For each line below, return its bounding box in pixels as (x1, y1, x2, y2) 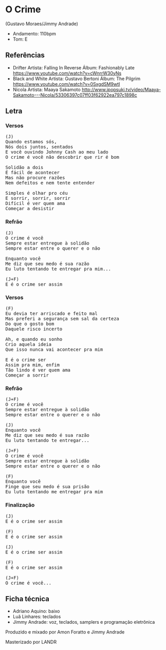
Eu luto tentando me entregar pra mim (5, 489, 103, 495)
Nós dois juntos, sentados (5, 144, 73, 150)
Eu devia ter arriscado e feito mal (5, 311, 98, 317)
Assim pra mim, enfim (5, 362, 60, 368)
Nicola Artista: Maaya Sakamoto (12, 86, 81, 92)
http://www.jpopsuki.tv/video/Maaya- (81, 86, 161, 92)
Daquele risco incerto (5, 326, 63, 332)
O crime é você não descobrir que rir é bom (5, 154, 120, 160)
